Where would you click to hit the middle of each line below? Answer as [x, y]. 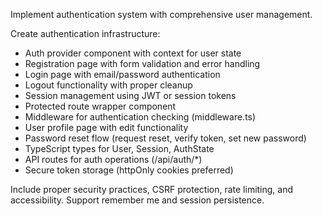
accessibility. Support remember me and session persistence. [137, 200]
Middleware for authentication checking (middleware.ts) [140, 117]
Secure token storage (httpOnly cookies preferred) [129, 170]
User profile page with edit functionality [106, 127]
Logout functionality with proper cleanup [108, 85]
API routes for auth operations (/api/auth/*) [113, 159]
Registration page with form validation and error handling [142, 63]
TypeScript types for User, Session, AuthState [119, 148]
